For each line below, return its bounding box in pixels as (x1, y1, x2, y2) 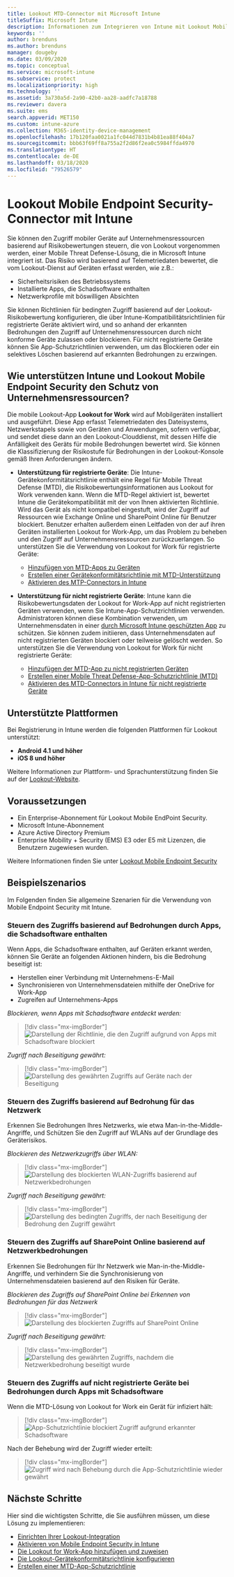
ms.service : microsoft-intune (7, 68, 95, 75)
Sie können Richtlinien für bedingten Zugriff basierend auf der (7, 305, 185, 314)
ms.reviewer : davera (7, 101, 68, 108)
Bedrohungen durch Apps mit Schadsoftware (7, 1387, 164, 1396)
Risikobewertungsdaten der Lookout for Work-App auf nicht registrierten (17, 599, 226, 608)
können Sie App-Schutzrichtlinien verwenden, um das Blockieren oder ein (7, 343, 219, 351)
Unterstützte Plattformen (7, 707, 118, 719)
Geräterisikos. (7, 1136, 47, 1144)
